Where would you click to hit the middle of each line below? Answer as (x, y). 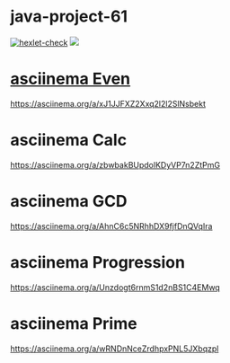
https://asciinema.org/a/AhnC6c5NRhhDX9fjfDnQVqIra (111, 226)
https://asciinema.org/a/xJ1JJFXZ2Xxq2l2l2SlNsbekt (108, 103)
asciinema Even (71, 79)
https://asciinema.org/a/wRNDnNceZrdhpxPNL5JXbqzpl (115, 349)
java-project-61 (69, 17)
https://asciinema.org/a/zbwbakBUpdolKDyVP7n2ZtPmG (115, 164)
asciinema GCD (69, 201)
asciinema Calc (69, 140)
